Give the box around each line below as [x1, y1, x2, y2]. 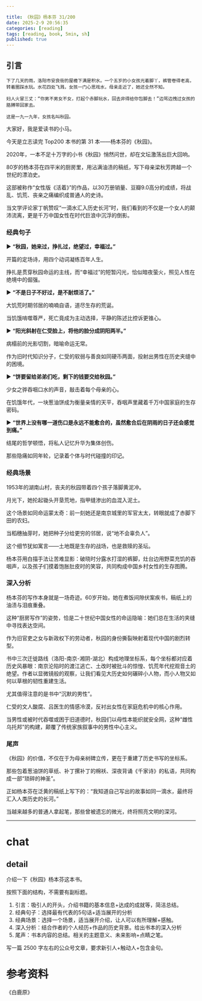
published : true [6, 37, 47, 43]
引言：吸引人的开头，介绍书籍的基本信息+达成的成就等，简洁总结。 [14, 901, 182, 909]
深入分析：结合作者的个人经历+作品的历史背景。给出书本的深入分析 [14, 924, 182, 931]
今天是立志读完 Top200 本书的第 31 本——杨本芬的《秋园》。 [6, 138, 156, 145]
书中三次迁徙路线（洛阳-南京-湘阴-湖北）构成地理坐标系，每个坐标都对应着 [6, 654, 193, 662]
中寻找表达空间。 [6, 621, 49, 629]
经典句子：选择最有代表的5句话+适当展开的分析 [14, 909, 133, 916]
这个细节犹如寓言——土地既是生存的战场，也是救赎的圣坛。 [6, 542, 154, 550]
